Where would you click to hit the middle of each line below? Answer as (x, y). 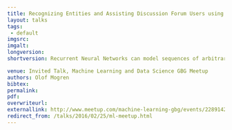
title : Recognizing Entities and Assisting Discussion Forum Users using (116, 13)
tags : (15, 26)
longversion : (26, 53)
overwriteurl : (28, 103)
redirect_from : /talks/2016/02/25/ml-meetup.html (80, 116)
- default (24, 33)
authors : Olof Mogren (38, 77)
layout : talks (28, 20)
